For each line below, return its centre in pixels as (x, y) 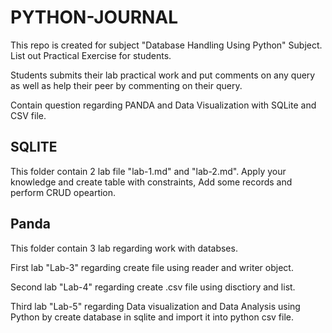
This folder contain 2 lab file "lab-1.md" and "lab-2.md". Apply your (148, 171)
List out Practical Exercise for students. (91, 55)
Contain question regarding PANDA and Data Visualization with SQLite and (163, 105)
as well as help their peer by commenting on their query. (126, 85)
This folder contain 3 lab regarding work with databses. (124, 248)
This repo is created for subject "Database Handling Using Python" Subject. (166, 45)
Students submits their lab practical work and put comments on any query (163, 75)
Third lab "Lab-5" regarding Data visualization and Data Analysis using (155, 306)
